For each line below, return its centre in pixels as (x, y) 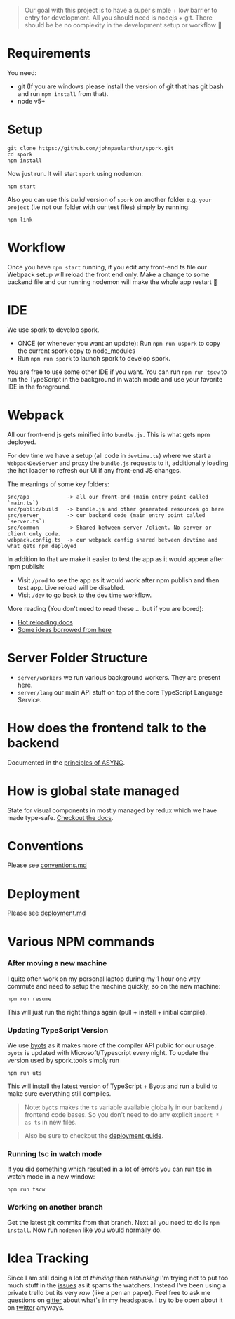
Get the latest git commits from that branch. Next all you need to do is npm (113, 1222)
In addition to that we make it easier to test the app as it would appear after (115, 559)
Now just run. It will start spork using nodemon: (75, 173)
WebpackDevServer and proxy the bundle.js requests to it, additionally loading (118, 463)
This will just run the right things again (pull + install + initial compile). (107, 1012)
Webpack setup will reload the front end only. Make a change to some (108, 274)
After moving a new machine (57, 963)
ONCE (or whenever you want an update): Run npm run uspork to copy (119, 343)
